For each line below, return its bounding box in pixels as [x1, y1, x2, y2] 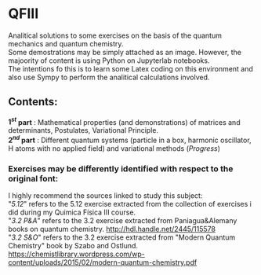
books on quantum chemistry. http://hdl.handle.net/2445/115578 [8, 225, 216, 234]
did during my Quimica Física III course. [8, 207, 136, 217]
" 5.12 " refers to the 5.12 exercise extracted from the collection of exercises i [8, 200, 252, 209]
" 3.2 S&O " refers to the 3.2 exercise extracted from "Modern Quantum [8, 233, 236, 242]
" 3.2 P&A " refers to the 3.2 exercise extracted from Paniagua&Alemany [8, 216, 237, 225]
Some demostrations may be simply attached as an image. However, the [8, 47, 241, 57]
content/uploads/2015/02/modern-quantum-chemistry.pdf [8, 258, 198, 267]
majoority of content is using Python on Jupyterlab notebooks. [8, 56, 210, 65]
